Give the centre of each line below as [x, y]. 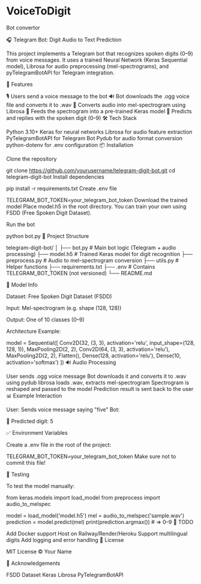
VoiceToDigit [38, 11]
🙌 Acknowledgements [33, 563]
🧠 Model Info [22, 285]
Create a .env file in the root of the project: [59, 444]
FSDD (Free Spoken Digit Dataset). [49, 213]
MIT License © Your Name [39, 551]
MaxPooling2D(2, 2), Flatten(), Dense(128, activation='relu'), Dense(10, [94, 356]
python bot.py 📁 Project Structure [48, 236]
